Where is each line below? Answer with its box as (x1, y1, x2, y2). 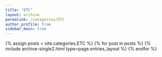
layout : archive (5, 12, 40, 17)
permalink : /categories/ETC (5, 17, 65, 22)
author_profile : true (5, 21, 51, 27)
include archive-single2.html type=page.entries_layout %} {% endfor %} (5, 46, 157, 52)
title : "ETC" (5, 7, 33, 13)
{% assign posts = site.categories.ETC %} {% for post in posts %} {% (5, 40, 151, 46)
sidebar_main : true (5, 26, 47, 32)
